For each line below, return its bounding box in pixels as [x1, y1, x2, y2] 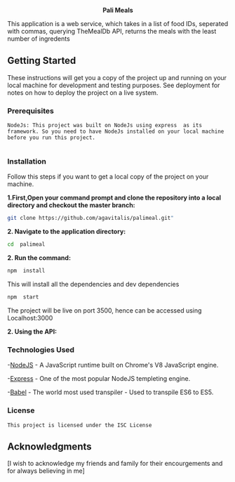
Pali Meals [102, 6, 133, 14]
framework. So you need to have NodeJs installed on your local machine [7, 128, 224, 136]
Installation [7, 157, 47, 167]
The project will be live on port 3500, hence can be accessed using [7, 306, 202, 315]
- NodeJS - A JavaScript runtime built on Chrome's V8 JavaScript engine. [7, 361, 219, 370]
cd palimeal [7, 241, 46, 248]
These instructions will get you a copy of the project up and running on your [7, 73, 227, 82]
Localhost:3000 [7, 313, 53, 322]
